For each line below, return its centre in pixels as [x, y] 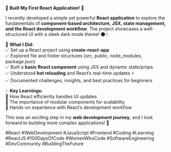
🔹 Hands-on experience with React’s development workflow [69, 107]
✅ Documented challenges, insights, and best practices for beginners [79, 80]
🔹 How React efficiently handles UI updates [51, 97]
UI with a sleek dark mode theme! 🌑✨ [69, 34]
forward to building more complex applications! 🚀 [57, 123]
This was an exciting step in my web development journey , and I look [79, 117]
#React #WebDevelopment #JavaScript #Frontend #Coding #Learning [80, 133]
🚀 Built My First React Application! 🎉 [45, 8]
